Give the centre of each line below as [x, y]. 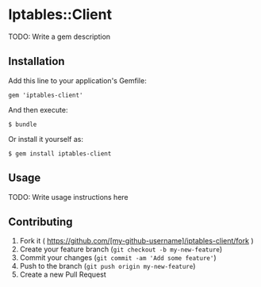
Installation [36, 61]
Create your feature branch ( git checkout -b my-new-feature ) [121, 249]
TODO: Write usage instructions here [68, 197]
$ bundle [23, 124]
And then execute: [38, 109]
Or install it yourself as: [46, 139]
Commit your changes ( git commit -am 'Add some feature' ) [118, 258]
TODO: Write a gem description [59, 36]
